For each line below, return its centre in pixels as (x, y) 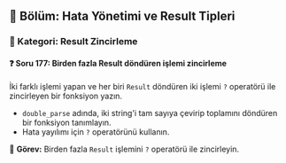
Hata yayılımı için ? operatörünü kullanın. (96, 132)
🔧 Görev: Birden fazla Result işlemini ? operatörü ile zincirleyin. (124, 149)
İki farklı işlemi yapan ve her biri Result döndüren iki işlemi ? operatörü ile (143, 86)
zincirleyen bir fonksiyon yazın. (66, 96)
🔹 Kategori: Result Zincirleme (73, 42)
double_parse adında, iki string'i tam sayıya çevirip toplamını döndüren (150, 113)
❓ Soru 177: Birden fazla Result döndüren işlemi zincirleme (118, 63)
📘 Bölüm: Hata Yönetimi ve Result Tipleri (122, 16)
